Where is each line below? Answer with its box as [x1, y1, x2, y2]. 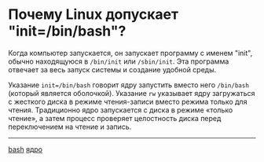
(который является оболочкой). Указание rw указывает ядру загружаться [8, 88, 255, 98]
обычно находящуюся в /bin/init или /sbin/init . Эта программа [8, 57, 229, 66]
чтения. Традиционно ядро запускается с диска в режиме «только [8, 105, 233, 115]
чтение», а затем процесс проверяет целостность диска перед [8, 113, 222, 123]
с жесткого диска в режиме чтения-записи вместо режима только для [8, 97, 247, 106]
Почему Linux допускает [8, 6, 179, 24]
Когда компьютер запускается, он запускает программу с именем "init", [8, 48, 253, 57]
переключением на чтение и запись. [8, 122, 132, 131]
